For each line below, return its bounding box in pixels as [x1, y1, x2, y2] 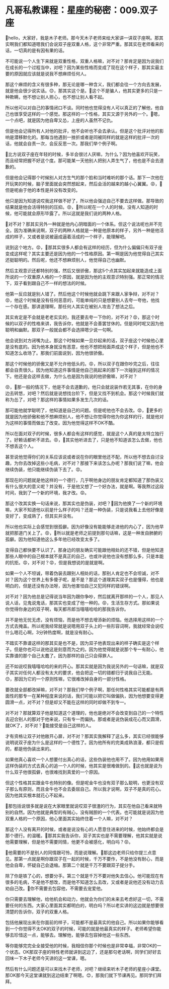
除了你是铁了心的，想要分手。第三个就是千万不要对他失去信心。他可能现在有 [5, 873, 164, 879]
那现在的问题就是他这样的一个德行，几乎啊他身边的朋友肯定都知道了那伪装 [5, 477, 159, 483]
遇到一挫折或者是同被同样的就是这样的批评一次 [57, 134, 155, 140]
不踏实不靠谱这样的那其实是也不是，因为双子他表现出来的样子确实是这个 [5, 640, 155, 646]
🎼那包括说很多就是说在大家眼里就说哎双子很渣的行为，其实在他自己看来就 [5, 803, 158, 809]
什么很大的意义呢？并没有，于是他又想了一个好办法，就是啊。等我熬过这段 [9, 483, 164, 489]
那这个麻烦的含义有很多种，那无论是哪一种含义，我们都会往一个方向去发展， [5, 81, 164, 87]
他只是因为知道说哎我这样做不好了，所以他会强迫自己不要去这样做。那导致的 [5, 197, 164, 204]
